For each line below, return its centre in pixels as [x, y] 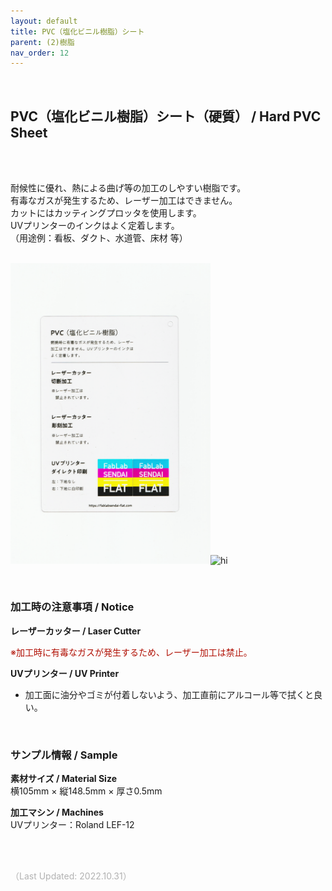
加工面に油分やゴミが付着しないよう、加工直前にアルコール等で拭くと [169, 694]
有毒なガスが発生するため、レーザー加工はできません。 [124, 201]
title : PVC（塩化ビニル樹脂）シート [77, 31]
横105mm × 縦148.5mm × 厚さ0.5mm [86, 791]
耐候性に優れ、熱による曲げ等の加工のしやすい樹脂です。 [128, 188]
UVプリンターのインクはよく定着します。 [95, 226]
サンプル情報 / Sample [64, 755]
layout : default [44, 21]
